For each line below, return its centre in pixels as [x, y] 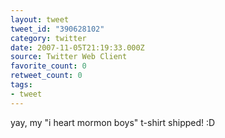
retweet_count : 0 [46, 76]
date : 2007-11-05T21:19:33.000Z [77, 47]
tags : [21, 85]
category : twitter [48, 38]
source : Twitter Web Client [69, 57]
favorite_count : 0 [48, 66]
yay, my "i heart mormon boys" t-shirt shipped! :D [113, 122]
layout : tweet [40, 19]
